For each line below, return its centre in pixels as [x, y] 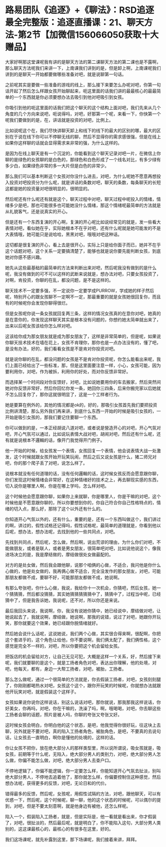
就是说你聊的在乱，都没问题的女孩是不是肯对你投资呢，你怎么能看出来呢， [81, 359]
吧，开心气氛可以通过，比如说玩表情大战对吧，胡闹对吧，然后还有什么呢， [81, 434]
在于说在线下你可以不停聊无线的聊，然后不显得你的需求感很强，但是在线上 [85, 136]
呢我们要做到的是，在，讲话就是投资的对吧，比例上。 [59, 120]
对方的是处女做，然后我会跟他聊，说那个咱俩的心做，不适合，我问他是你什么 [83, 565]
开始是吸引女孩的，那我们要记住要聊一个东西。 [53, 417]
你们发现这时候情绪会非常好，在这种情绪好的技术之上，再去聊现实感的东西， [83, 480]
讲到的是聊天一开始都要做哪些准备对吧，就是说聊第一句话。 [66, 74]
